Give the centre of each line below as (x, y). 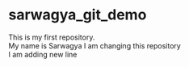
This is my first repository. (52, 37)
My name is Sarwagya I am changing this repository (95, 45)
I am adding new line (43, 54)
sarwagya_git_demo (78, 15)
